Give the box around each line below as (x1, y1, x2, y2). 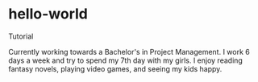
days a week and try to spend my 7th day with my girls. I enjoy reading (8, 55, 243, 65)
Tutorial (8, 31, 34, 41)
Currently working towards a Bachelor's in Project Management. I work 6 (8, 47, 250, 56)
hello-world (8, 5, 89, 23)
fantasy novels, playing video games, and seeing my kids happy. (8, 64, 223, 73)
